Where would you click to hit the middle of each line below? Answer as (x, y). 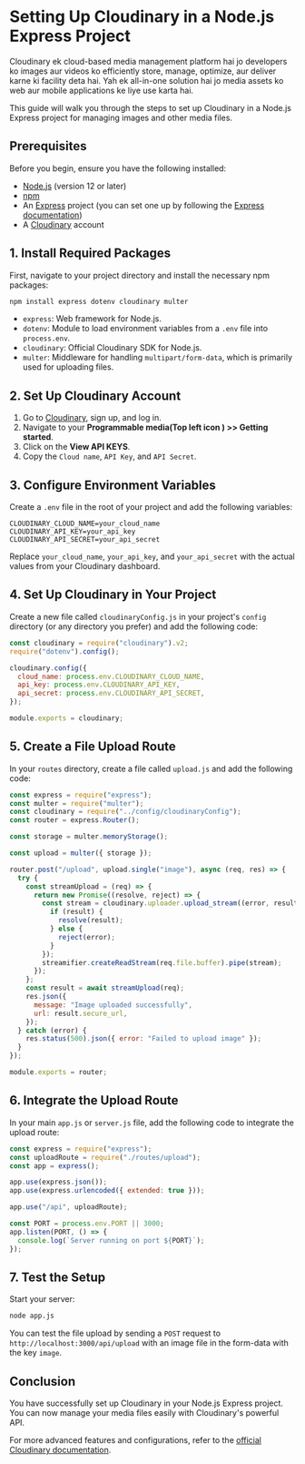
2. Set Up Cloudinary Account (95, 396)
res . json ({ (46, 997)
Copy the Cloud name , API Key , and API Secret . (109, 456)
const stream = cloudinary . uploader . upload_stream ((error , (156, 903)
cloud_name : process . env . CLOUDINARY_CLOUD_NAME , (111, 676)
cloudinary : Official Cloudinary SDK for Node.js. (112, 348)
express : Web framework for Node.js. (92, 319)
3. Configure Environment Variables (113, 485)
